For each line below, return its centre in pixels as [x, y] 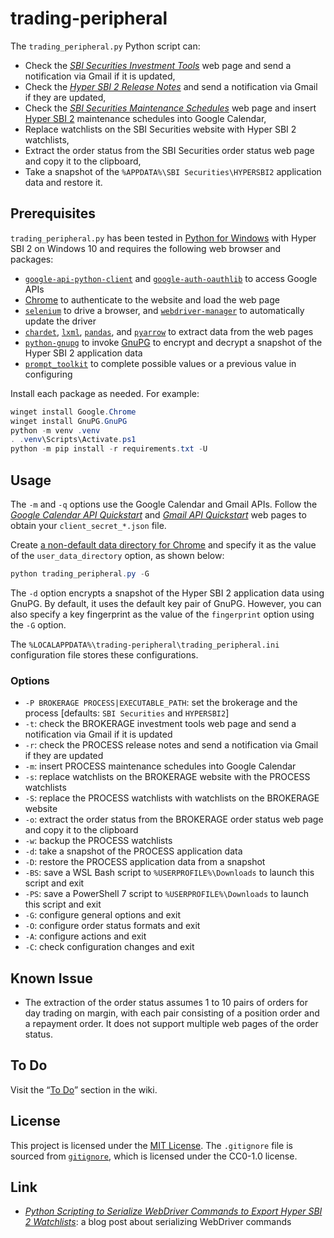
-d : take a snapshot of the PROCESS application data [133, 851]
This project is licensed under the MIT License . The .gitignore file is [151, 1145]
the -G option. [38, 624]
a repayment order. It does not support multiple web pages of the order [171, 1023]
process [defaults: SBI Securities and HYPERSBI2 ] [127, 713]
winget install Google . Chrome [73, 412]
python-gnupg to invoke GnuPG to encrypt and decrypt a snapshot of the [173, 342]
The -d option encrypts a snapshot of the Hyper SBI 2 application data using [167, 593]
